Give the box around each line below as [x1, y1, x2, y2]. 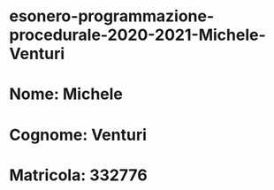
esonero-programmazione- [9, 6, 215, 27]
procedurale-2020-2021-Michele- [9, 25, 267, 45]
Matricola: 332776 [9, 165, 148, 185]
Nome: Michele [9, 84, 124, 104]
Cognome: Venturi [9, 125, 148, 145]
